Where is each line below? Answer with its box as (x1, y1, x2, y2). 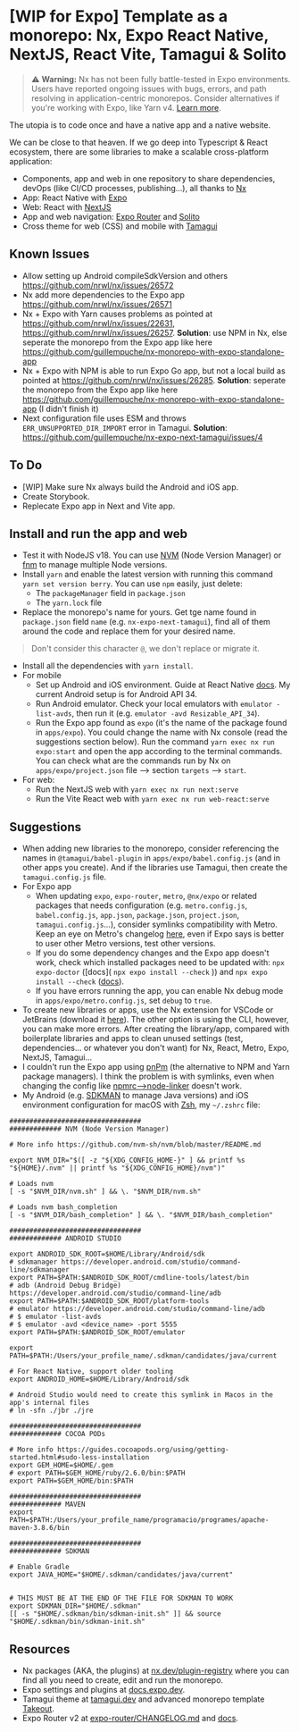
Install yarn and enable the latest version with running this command (21, 569, 274, 580)
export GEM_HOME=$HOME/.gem (9, 1461, 114, 1470)
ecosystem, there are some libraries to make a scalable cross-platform (9, 146, 270, 157)
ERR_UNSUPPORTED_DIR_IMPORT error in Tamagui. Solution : (21, 422, 228, 433)
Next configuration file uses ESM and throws (21, 413, 187, 424)
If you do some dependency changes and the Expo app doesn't (35, 947, 270, 958)
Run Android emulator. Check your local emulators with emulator (35, 699, 273, 710)
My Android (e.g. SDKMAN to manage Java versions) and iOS (21, 1090, 249, 1101)
